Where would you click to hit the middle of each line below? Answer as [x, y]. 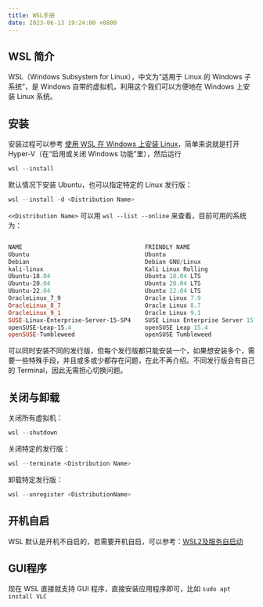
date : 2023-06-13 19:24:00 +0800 [63, 23]
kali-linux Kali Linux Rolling [108, 269]
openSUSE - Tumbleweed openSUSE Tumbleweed [110, 335]
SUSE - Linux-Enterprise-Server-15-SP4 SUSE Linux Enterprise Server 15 [131, 320]
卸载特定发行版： [36, 479]
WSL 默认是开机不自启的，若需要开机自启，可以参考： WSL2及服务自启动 [126, 541]
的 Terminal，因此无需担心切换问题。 [68, 371]
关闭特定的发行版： [39, 448]
